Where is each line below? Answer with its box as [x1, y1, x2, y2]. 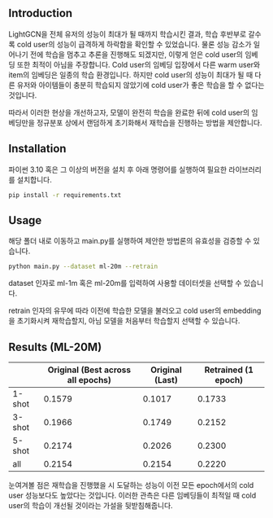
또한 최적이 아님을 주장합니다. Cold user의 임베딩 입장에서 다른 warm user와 [16, 59, 261, 69]
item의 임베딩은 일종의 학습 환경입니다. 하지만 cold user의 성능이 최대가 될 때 [8, 69, 253, 80]
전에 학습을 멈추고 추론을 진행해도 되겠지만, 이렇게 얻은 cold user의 [29, 49, 244, 59]
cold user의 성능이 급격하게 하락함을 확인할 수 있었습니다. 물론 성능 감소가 [16, 39, 252, 49]
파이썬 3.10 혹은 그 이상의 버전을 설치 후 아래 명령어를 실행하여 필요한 [8, 165, 227, 174]
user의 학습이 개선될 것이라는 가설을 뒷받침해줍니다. [8, 501, 173, 510]
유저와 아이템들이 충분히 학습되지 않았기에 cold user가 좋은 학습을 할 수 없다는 [16, 80, 265, 90]
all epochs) [67, 375, 112, 385]
